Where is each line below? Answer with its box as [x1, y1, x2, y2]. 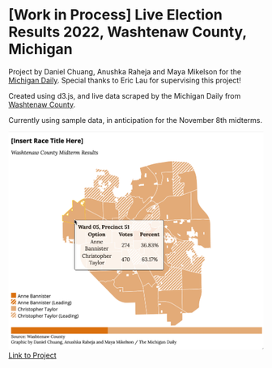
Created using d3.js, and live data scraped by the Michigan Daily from [8, 91, 241, 100]
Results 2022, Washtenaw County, [8, 23, 247, 41]
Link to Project [8, 350, 57, 361]
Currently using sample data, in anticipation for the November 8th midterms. [8, 115, 263, 125]
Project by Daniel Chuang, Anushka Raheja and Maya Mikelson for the [8, 66, 241, 76]
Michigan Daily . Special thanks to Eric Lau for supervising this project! [8, 75, 241, 85]
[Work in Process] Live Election [8, 6, 223, 24]
